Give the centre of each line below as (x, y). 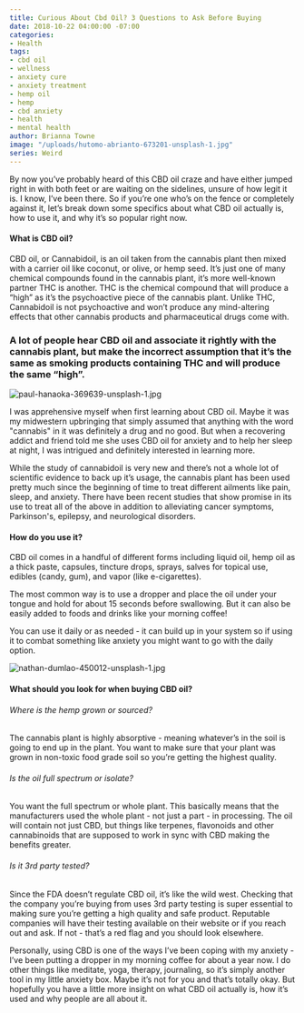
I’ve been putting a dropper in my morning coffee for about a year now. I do (150, 959)
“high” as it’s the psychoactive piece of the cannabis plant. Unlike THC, (142, 297)
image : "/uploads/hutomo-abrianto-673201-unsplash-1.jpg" (121, 145)
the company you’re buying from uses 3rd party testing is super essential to (151, 903)
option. (23, 650)
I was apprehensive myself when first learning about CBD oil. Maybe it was (149, 412)
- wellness (30, 69)
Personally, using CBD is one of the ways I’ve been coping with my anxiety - (152, 950)
